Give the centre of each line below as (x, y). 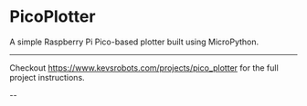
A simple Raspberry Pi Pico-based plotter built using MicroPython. (134, 42)
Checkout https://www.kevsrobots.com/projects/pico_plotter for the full (144, 67)
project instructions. (47, 77)
